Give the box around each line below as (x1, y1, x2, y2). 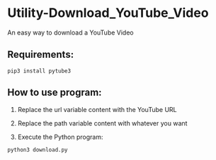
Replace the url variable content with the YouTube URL (17, 105, 177, 113)
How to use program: (7, 87, 102, 99)
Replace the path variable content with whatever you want (17, 118, 188, 128)
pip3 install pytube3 (7, 67, 72, 75)
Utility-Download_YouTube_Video (7, 5, 209, 21)
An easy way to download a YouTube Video (7, 28, 134, 37)
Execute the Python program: (17, 133, 103, 141)
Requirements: (7, 49, 74, 61)
